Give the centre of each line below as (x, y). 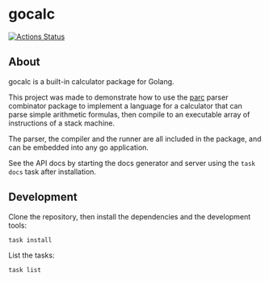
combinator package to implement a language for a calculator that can (125, 105)
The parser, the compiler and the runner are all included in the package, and (135, 138)
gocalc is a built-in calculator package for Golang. (92, 81)
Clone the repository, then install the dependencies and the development (130, 216)
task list (25, 270)
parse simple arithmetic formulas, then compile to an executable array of (129, 114)
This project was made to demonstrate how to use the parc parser (118, 97)
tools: (18, 225)
